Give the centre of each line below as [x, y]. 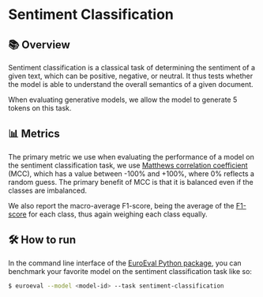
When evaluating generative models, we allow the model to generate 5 [123, 100]
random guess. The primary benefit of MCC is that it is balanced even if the [131, 182]
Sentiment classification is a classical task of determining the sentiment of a [131, 68]
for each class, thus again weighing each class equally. [118, 214]
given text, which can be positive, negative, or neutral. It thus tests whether [131, 76]
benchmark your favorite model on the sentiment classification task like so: [130, 271]
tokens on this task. [40, 108]
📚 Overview [39, 45]
